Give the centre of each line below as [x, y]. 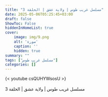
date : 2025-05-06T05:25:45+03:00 [39, 14]
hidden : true [27, 51]
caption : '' [26, 46]
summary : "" [17, 55]
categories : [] [21, 65]
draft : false [18, 19]
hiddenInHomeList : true [29, 28]
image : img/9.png [32, 37]
